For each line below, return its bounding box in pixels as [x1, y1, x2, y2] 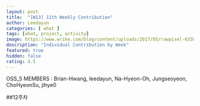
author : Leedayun [6, 20, 49, 26]
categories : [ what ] [6, 25, 60, 32]
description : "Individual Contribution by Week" [6, 42, 129, 48]
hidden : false [6, 53, 42, 59]
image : [6, 36, 23, 42]
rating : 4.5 [6, 58, 36, 64]
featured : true [6, 48, 44, 54]
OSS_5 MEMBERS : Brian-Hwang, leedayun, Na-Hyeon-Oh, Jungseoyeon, [6, 75, 187, 82]
